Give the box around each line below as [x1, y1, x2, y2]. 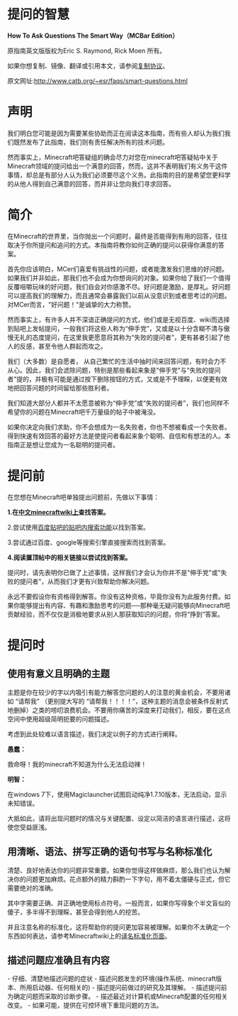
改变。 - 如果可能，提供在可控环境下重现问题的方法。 [7, 1001, 163, 1010]
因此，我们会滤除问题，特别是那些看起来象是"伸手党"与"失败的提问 [25, 366, 221, 374]
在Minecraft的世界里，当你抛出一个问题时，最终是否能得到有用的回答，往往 [7, 231, 228, 240]
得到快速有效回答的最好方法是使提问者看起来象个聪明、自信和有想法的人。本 [7, 431, 231, 440]
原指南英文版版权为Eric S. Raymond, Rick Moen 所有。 [7, 46, 166, 55]
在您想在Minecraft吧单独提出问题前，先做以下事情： [7, 493, 159, 501]
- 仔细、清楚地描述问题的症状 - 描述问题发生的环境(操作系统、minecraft [7, 974, 216, 983]
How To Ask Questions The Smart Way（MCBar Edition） [7, 31, 179, 40]
